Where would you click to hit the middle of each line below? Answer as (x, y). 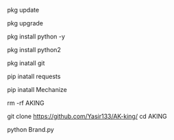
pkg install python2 (34, 50)
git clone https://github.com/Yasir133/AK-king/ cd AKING (87, 116)
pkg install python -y (36, 36)
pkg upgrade (25, 23)
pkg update (23, 10)
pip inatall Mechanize (37, 90)
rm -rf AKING (26, 103)
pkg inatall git (26, 63)
